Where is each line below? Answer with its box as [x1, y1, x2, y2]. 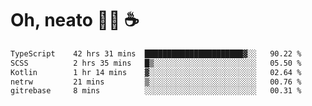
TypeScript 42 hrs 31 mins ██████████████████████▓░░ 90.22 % [10, 48, 302, 59]
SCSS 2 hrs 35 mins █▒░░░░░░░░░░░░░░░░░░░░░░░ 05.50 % [10, 58, 302, 68]
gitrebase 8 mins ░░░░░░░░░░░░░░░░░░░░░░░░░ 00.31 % [10, 86, 302, 96]
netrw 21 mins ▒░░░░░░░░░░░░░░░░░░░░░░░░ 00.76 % [10, 77, 302, 87]
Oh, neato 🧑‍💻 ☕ [10, 9, 140, 32]
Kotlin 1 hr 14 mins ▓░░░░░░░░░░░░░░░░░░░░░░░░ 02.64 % [10, 67, 302, 77]
